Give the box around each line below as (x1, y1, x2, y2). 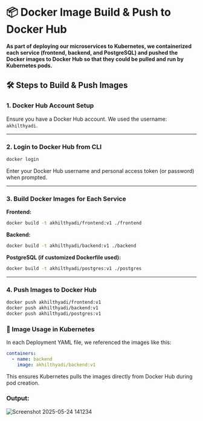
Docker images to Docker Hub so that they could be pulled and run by (6, 55, 184, 62)
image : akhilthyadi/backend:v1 (17, 362, 96, 368)
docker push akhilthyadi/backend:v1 (6, 305, 98, 311)
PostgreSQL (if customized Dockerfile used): (6, 254, 121, 261)
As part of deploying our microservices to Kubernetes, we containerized (6, 42, 192, 50)
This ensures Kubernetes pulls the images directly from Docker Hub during (6, 372, 193, 380)
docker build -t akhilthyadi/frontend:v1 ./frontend (6, 220, 142, 226)
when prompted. (6, 173, 48, 181)
